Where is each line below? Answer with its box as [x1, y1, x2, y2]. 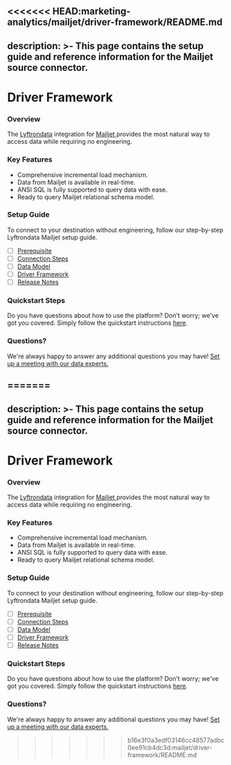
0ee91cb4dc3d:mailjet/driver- [127, 743, 212, 752]
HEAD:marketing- [52, 6, 131, 17]
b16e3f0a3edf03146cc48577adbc [127, 736, 225, 744]
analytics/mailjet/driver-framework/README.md [7, 17, 223, 28]
